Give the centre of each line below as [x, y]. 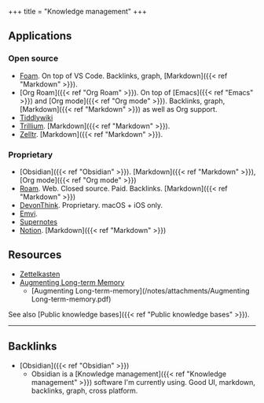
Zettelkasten [40, 274]
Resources [35, 255]
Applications [40, 36]
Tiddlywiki [36, 117]
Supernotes [38, 222]
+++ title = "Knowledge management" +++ [78, 11]
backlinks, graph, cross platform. [84, 390]
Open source [33, 58]
